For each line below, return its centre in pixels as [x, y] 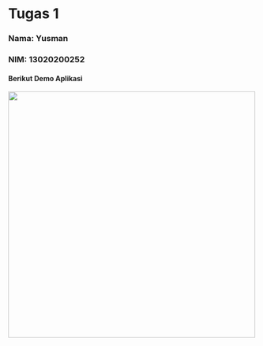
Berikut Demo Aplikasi [45, 78]
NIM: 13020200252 [47, 60]
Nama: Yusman [38, 39]
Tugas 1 [34, 14]
